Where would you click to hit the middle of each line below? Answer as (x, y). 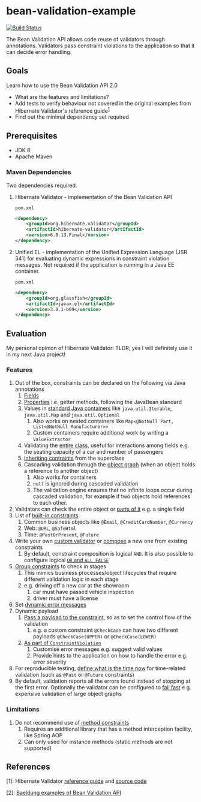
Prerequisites (32, 136)
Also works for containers (65, 477)
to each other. (50, 503)
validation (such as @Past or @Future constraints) (75, 675)
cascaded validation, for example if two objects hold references (112, 496)
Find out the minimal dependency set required (72, 117)
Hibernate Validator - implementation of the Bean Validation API (93, 197)
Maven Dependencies (39, 172)
